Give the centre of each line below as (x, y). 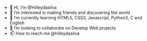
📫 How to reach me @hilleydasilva (45, 33)
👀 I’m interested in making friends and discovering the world (70, 13)
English (17, 23)
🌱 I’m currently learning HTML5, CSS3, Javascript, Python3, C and (76, 18)
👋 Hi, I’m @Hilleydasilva (33, 7)
